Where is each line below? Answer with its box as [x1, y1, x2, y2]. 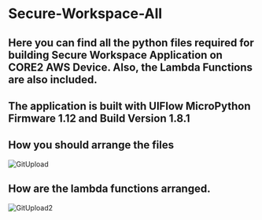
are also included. [8, 72, 98, 86]
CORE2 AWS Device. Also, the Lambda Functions [8, 60, 253, 74]
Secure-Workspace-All [8, 5, 163, 23]
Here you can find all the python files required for [8, 36, 254, 49]
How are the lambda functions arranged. [8, 182, 211, 196]
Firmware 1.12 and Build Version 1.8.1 [8, 112, 190, 125]
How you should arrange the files [8, 138, 175, 152]
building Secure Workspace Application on [8, 48, 223, 61]
